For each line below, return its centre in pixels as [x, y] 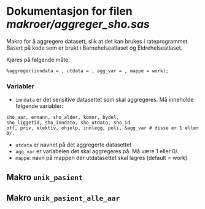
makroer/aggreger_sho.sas [78, 24]
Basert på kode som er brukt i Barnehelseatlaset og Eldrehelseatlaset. [95, 48]
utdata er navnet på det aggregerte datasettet [73, 145]
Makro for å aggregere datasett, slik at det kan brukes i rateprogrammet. [98, 41]
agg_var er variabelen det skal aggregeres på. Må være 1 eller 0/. [97, 151]
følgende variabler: [39, 106]
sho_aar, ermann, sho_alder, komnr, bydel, [63, 118]
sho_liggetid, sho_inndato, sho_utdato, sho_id [68, 123]
